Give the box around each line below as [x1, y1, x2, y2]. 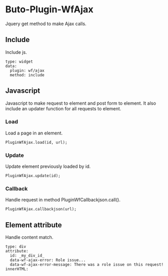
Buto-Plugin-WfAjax [5, 4, 94, 15]
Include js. [5, 49, 27, 55]
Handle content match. [5, 234, 54, 241]
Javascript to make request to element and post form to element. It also [5, 100, 156, 106]
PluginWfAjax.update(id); [5, 173, 60, 179]
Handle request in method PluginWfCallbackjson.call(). [5, 196, 121, 203]
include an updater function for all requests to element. [5, 105, 121, 111]
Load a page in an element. [5, 130, 63, 136]
